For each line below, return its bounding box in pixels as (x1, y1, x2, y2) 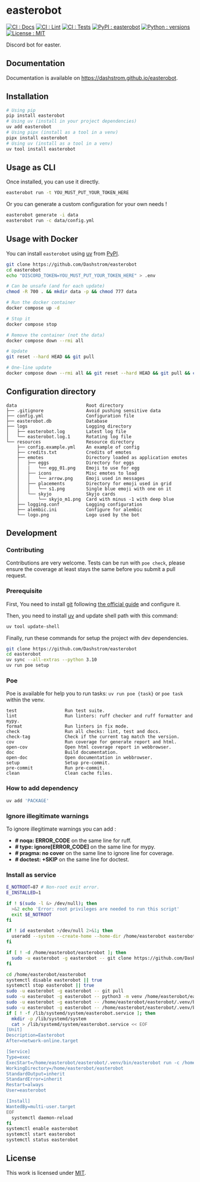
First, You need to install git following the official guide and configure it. (6, 600, 181, 607)
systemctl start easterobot (6, 1131, 76, 1137)
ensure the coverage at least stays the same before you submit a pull (6, 566, 176, 573)
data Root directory (6, 403, 124, 408)
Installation (6, 92, 49, 102)
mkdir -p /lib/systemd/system (11, 1016, 86, 1022)
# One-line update (6, 364, 52, 371)
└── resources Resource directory (6, 439, 135, 445)
